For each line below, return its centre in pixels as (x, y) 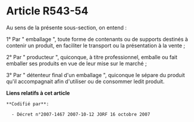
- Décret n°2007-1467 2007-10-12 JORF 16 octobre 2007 (81, 114)
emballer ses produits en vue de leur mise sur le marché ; (76, 63)
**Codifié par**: (28, 104)
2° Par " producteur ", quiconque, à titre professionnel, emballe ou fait (92, 57)
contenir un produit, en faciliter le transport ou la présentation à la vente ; (96, 45)
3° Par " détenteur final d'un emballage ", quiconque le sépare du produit (96, 75)
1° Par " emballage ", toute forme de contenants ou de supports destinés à (97, 39)
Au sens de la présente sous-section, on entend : (66, 28)
